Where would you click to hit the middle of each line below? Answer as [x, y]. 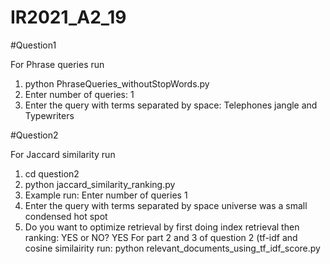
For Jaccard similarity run [63, 154]
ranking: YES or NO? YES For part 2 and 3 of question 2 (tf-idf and [161, 237]
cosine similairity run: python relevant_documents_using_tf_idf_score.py [172, 248]
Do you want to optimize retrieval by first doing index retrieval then [162, 227]
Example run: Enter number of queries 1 [106, 195]
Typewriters [49, 115]
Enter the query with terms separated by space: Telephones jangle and [171, 105]
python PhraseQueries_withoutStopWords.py [117, 83]
